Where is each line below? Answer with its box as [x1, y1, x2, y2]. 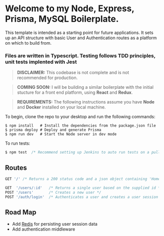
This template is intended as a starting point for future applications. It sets [5, 29, 154, 35]
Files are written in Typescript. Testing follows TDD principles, [5, 52, 156, 59]
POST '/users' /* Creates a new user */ [5, 190, 102, 195]
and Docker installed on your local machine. [17, 104, 106, 110]
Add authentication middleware [12, 226, 76, 232]
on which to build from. [5, 40, 52, 46]
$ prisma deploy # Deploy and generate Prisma [5, 128, 102, 132]
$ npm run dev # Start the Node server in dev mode [5, 132, 117, 137]
